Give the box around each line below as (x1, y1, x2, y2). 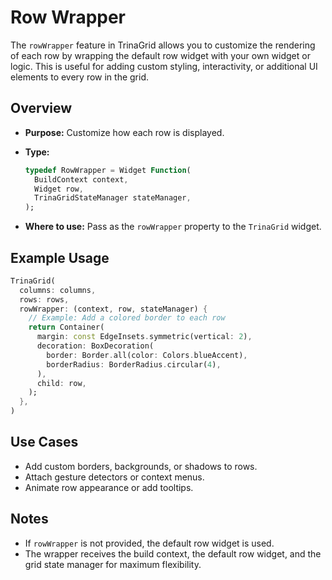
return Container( (28, 322, 105, 333)
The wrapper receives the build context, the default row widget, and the (24, 547, 322, 560)
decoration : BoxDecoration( (36, 341, 155, 351)
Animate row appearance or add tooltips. (24, 481, 194, 493)
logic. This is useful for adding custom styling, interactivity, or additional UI (10, 60, 318, 72)
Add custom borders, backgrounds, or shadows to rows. (24, 460, 258, 472)
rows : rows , (19, 294, 70, 305)
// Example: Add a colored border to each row (28, 313, 226, 323)
